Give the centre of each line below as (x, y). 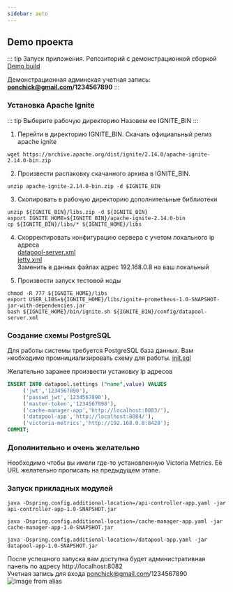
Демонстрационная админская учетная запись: (79, 80)
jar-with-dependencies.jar (46, 305)
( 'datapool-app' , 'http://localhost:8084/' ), (89, 417)
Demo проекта (40, 42)
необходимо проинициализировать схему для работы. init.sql (99, 358)
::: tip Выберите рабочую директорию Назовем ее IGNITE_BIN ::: (103, 120)
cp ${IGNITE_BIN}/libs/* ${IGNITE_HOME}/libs (74, 224)
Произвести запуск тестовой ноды (69, 280)
